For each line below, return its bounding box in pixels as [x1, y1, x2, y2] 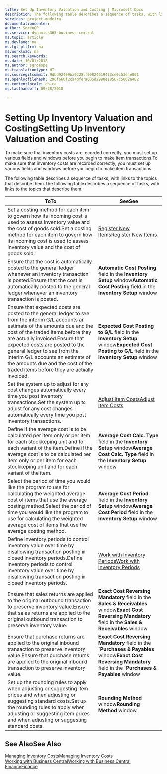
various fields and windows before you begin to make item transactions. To [5, 155, 158, 161]
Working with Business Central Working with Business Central [5, 758, 131, 764]
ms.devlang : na [5, 40, 37, 45]
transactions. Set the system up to [7, 399, 86, 406]
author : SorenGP [5, 26, 39, 31]
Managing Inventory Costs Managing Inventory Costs [5, 753, 113, 759]
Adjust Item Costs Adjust [98, 396, 155, 403]
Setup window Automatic [98, 277, 158, 284]
